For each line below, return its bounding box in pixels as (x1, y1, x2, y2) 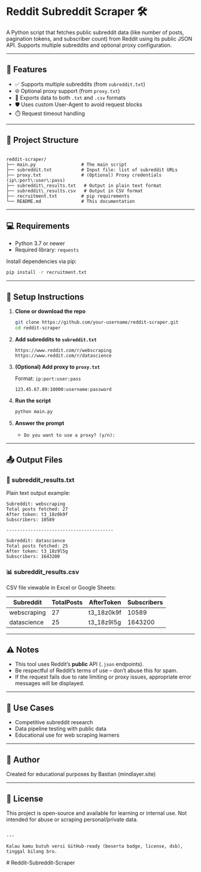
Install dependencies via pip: (6, 258, 77, 265)
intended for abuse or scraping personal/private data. (6, 816, 139, 823)
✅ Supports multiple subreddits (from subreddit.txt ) (14, 80, 145, 88)
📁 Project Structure (6, 135, 79, 145)
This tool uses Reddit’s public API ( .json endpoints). (14, 661, 144, 668)
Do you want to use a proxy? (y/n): (23, 432, 115, 438)
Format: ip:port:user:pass (14, 375, 81, 382)
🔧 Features (6, 64, 47, 75)
